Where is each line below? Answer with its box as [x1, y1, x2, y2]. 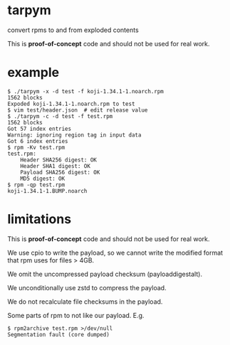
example [7, 65, 60, 80]
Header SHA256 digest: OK [20, 156, 98, 164]
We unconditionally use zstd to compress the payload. [7, 283, 167, 292]
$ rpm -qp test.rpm [7, 181, 66, 189]
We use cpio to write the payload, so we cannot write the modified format [7, 248, 223, 257]
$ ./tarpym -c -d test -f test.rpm [7, 112, 113, 120]
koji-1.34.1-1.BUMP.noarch [7, 187, 88, 194]
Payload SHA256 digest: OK [20, 169, 100, 176]
